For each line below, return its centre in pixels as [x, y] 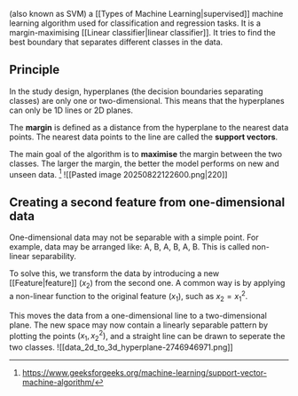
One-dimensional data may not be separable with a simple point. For [134, 238]
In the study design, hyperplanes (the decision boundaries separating [136, 91]
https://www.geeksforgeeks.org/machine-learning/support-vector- [145, 372]
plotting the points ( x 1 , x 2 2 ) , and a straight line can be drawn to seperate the [147, 336]
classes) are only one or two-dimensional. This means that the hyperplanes [147, 100]
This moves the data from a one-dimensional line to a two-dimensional [138, 315]
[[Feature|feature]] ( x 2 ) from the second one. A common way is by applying [147, 284]
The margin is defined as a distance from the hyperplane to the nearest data [149, 127]
